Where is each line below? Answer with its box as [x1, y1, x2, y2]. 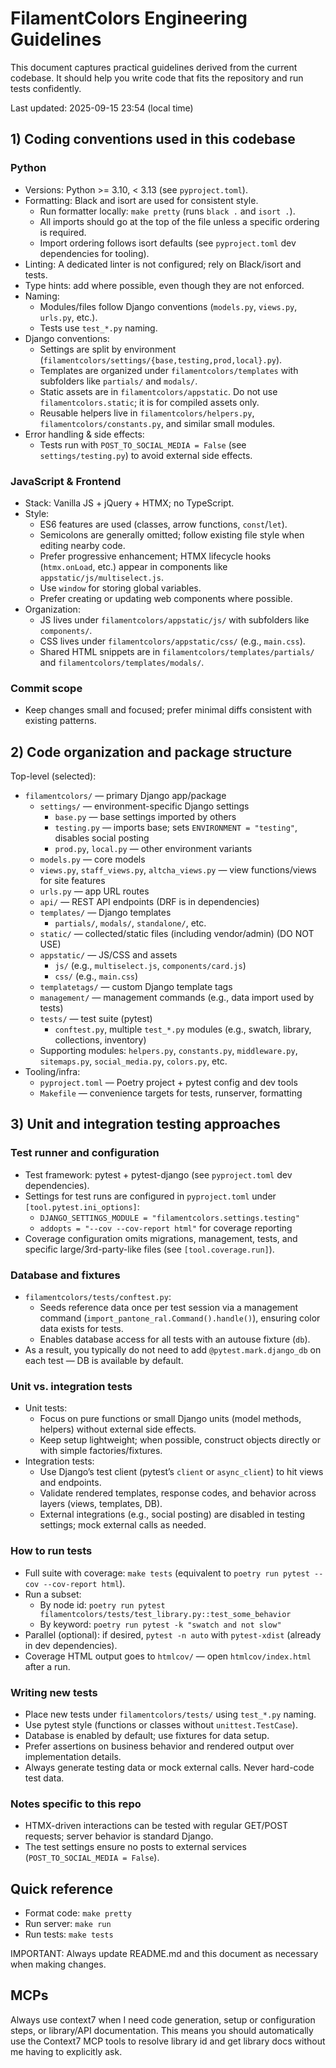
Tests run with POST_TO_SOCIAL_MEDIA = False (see [39, 438, 247, 451]
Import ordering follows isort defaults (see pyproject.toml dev [39, 237, 297, 249]
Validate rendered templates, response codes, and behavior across [39, 1487, 317, 1499]
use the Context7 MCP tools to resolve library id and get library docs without [10, 2035, 326, 2047]
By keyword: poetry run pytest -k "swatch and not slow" [39, 1618, 282, 1630]
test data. [24, 1772, 65, 1784]
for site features [39, 875, 106, 887]
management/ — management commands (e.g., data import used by [39, 992, 315, 1004]
